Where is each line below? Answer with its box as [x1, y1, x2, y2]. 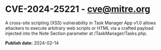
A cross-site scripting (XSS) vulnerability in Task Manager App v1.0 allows [5, 20, 156, 26]
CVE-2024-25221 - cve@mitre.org [5, 3, 151, 15]
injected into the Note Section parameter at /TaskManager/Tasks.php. [5, 30, 148, 36]
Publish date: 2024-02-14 [5, 40, 59, 46]
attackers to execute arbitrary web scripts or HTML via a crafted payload [5, 25, 154, 31]
